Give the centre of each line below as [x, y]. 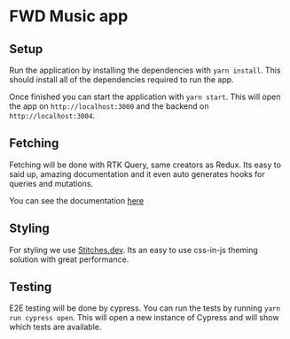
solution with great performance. [69, 259]
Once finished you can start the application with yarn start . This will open [145, 96]
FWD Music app [69, 16]
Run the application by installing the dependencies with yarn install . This [145, 70]
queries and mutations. [51, 183]
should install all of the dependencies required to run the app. [121, 80]
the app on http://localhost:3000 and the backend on [109, 106]
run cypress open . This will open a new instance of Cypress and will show [144, 318]
